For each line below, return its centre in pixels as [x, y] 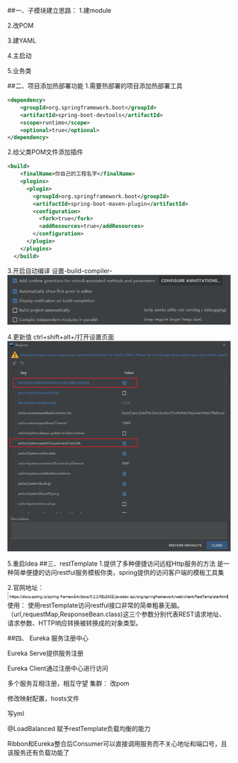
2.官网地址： [26, 588]
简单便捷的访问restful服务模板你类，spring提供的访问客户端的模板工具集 [119, 573]
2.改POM [21, 26]
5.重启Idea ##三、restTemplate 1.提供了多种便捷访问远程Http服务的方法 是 [115, 564]
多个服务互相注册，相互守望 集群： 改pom [68, 683]
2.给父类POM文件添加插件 [45, 152]
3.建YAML [22, 40]
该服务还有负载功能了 [38, 752]
